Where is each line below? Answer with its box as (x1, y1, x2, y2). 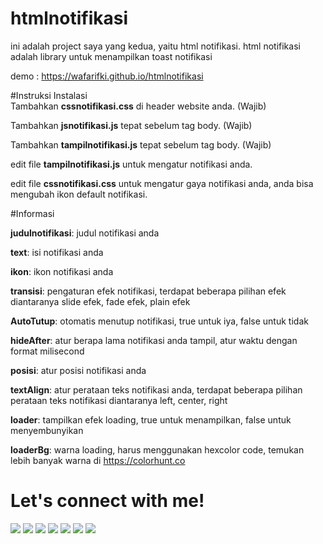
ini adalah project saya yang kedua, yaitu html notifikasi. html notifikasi (10, 40, 301, 52)
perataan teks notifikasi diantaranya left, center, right (10, 394, 228, 406)
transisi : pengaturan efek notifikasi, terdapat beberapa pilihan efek (10, 285, 287, 297)
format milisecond (10, 345, 85, 357)
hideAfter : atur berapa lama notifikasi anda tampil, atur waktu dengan (10, 334, 298, 346)
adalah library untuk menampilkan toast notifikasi (10, 50, 213, 62)
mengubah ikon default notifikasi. (10, 188, 148, 200)
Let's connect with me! (10, 490, 205, 512)
